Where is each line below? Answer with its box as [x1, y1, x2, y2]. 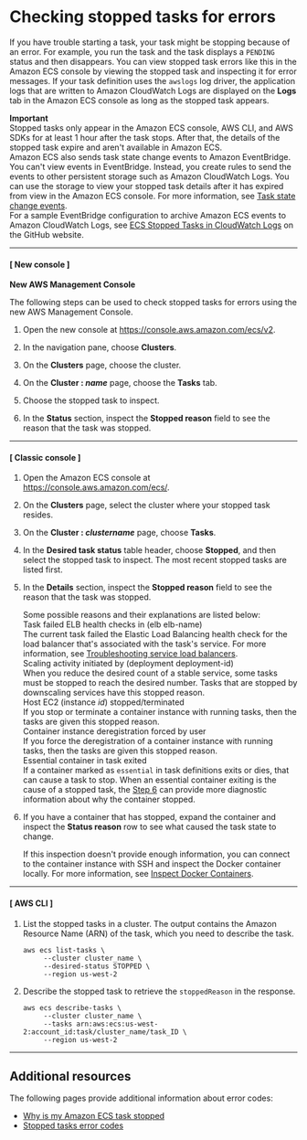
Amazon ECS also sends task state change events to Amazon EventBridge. [9, 151, 291, 162]
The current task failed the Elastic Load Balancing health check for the [22, 629, 288, 640]
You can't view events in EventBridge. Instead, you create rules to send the [9, 161, 292, 172]
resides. [22, 509, 53, 520]
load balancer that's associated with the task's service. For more [22, 638, 267, 650]
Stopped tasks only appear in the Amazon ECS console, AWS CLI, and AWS [9, 122, 294, 133]
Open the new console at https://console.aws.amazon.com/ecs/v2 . [22, 325, 276, 336]
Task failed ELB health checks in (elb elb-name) [22, 619, 203, 630]
